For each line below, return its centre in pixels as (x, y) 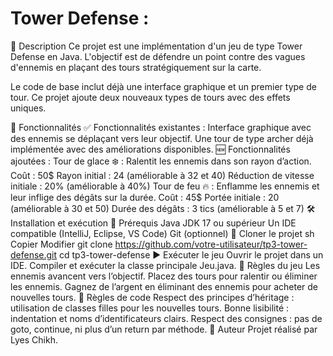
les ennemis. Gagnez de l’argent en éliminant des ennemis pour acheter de (164, 286)
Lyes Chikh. (34, 339)
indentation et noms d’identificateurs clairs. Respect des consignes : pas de (166, 318)
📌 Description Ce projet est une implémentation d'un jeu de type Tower (156, 46)
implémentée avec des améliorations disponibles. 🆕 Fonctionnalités (150, 149)
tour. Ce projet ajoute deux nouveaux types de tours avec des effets (150, 97)
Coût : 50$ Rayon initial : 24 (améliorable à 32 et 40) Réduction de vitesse (162, 175)
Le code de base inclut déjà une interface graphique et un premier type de (163, 86)
